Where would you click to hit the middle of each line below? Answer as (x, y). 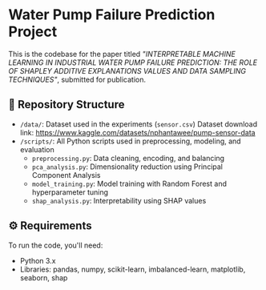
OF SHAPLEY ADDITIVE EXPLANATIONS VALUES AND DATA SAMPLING (127, 70)
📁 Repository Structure (66, 105)
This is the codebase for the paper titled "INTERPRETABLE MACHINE (122, 54)
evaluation (37, 149)
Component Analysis (66, 175)
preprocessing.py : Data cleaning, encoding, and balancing (128, 158)
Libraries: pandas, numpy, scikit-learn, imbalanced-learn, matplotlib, (133, 269)
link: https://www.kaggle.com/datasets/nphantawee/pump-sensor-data (137, 132)
